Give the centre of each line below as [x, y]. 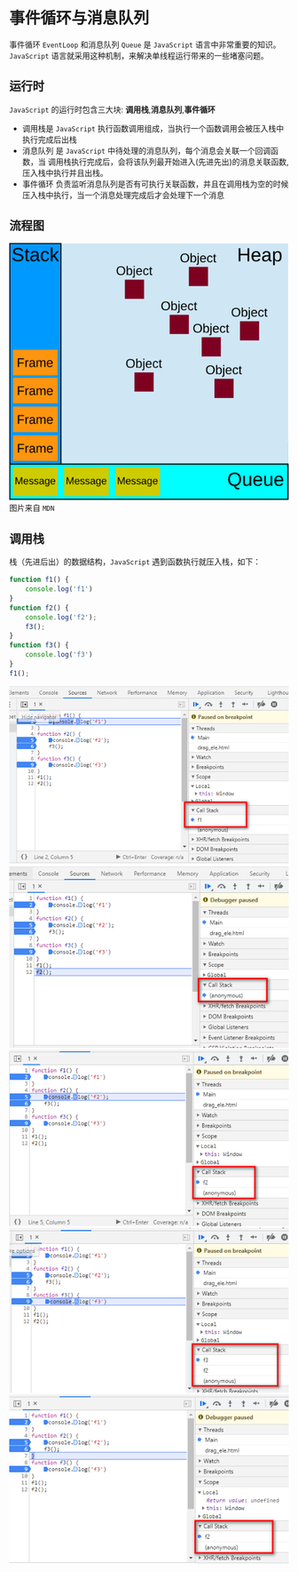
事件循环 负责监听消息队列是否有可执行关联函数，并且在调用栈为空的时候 [155, 184]
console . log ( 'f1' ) [59, 589]
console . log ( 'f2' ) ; [61, 617]
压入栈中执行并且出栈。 [65, 172]
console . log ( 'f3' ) [59, 655]
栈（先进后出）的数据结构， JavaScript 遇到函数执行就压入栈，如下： [135, 562]
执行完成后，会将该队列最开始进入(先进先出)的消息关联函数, [180, 162]
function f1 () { [39, 580]
